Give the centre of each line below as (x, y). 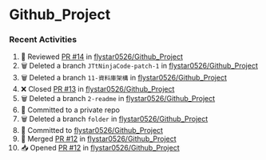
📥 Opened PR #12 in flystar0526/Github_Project (100, 148)
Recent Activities (43, 40)
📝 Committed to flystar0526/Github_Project (91, 131)
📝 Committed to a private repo (70, 110)
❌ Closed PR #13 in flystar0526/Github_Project (97, 89)
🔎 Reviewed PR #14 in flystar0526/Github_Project (101, 57)
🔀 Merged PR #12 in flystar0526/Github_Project (98, 139)
